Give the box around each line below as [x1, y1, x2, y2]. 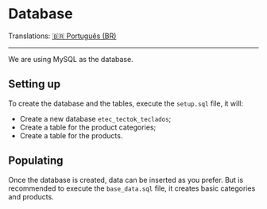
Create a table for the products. [19, 130, 123, 140]
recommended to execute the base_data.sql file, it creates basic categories [8, 184, 256, 193]
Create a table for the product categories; [19, 122, 157, 132]
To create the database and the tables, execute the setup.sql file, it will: [8, 99, 244, 108]
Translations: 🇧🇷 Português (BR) [8, 31, 117, 41]
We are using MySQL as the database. [8, 54, 133, 64]
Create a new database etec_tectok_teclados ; [19, 114, 172, 123]
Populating [8, 154, 64, 168]
